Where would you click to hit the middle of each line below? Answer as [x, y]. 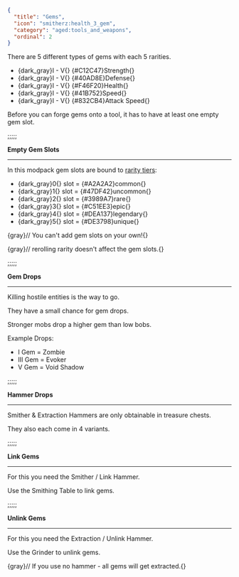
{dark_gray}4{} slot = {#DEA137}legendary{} [83, 214]
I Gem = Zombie [41, 352]
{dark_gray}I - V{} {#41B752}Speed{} [72, 93]
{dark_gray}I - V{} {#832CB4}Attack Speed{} [84, 101]
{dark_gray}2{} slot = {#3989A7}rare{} [74, 199]
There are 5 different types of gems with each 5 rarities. [89, 57]
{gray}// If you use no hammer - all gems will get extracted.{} [97, 566]
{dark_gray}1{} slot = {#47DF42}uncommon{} [84, 191]
